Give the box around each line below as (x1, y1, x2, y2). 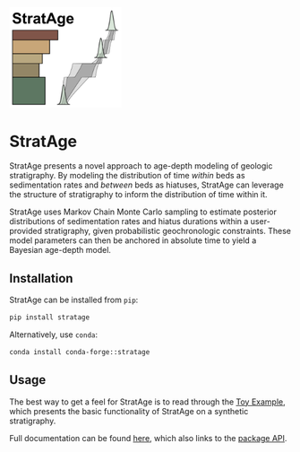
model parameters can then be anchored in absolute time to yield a (9, 235, 257, 246)
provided (9, 226, 43, 237)
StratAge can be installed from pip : (9, 294, 139, 306)
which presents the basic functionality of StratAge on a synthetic (9, 405, 249, 416)
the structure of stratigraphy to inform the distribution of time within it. (9, 189, 268, 200)
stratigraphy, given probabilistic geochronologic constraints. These (44, 226, 291, 237)
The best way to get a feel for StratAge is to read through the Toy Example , (9, 396, 286, 407)
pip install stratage (9, 313, 90, 322)
